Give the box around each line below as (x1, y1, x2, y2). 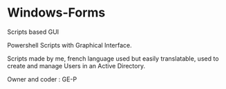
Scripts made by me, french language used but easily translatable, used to (7, 54, 219, 63)
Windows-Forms (7, 5, 106, 21)
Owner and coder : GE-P (7, 75, 77, 83)
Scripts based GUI (7, 28, 59, 36)
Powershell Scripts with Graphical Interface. (7, 41, 133, 49)
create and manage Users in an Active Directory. (7, 61, 146, 70)
